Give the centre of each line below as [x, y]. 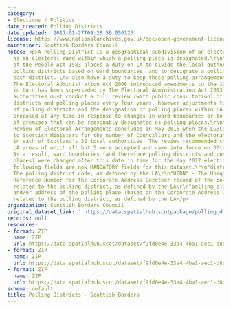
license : [20, 39]
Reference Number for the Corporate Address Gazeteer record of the [113, 180]
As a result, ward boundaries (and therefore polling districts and [113, 154]
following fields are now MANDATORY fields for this [90, 167]
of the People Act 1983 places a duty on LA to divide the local [109, 65]
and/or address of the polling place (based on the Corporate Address [117, 193]
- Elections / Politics [41, 20]
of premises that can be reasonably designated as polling [100, 122]
